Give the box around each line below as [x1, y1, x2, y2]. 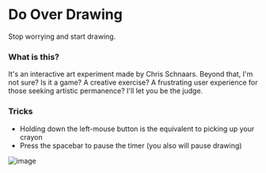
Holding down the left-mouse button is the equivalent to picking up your [19, 124, 255, 134]
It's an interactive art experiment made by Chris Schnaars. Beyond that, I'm [8, 70, 253, 79]
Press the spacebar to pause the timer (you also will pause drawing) [19, 141, 242, 150]
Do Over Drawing [8, 6, 123, 24]
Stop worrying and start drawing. [8, 32, 116, 41]
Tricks [8, 106, 33, 117]
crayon [19, 132, 43, 141]
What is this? [8, 51, 59, 62]
